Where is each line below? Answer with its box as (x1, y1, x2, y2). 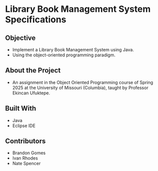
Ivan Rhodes (12, 155, 38, 161)
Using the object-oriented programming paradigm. (12, 52, 115, 58)
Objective (5, 34, 36, 42)
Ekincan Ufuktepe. (12, 90, 51, 96)
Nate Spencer (12, 161, 41, 167)
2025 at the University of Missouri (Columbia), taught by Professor (12, 85, 149, 90)
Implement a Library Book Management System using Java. (12, 47, 134, 52)
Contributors (5, 137, 46, 145)
